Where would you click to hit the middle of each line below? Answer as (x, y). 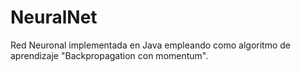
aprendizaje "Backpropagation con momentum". (109, 55)
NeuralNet (54, 17)
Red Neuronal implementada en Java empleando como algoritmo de (150, 45)
